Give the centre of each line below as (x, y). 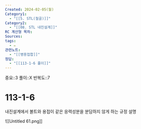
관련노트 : (13, 50)
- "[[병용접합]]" (25, 54)
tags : (10, 41)
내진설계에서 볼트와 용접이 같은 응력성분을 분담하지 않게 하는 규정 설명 (71, 112)
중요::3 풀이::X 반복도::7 (28, 78)
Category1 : (16, 14)
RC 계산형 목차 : (19, 32)
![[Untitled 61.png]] (24, 121)
